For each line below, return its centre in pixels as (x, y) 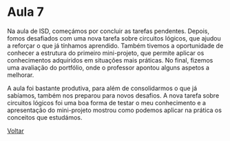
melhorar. (21, 75)
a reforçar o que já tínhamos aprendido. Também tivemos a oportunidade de (115, 45)
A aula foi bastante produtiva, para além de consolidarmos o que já (102, 88)
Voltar (15, 131)
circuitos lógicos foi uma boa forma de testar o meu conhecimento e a (107, 102)
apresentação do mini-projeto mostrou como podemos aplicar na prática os (115, 110)
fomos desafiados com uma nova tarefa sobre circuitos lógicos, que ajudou (114, 38)
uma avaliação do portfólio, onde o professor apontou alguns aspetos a (108, 67)
